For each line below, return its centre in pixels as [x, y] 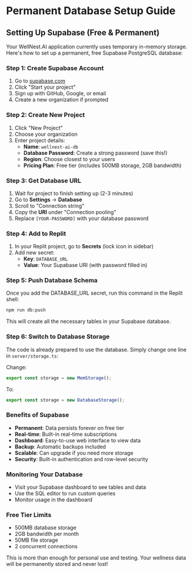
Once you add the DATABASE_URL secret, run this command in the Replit [94, 293]
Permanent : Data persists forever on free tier [69, 428]
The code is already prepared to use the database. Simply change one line [96, 349]
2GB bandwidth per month [47, 534]
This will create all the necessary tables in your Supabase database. [89, 321]
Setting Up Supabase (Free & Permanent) [83, 33]
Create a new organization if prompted [61, 100]
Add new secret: [34, 253]
